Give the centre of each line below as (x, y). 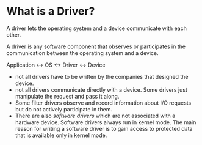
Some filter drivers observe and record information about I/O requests (103, 103)
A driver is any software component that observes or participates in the (96, 46)
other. (14, 34)
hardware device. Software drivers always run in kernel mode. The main (106, 122)
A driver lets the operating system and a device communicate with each (97, 28)
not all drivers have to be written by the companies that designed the (102, 76)
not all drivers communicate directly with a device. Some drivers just (101, 89)
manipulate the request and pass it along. (67, 96)
